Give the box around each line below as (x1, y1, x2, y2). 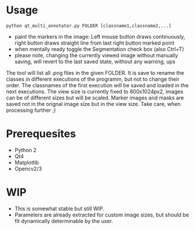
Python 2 (14, 146, 37, 153)
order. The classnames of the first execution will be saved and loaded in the (6, 81, 189, 88)
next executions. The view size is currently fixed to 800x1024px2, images (6, 88, 183, 95)
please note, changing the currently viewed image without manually (14, 52, 179, 59)
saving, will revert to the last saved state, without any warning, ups (14, 58, 176, 65)
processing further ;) (6, 107, 56, 114)
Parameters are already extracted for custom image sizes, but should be (14, 211, 189, 218)
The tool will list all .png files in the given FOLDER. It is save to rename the (6, 69, 184, 76)
